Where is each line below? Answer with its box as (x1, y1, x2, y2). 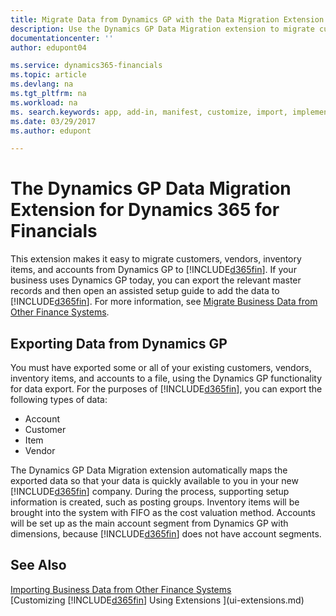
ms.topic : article (10, 70, 87, 80)
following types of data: (10, 394, 108, 405)
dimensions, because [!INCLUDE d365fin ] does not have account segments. (10, 528, 322, 540)
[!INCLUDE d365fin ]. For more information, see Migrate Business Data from (10, 296, 318, 308)
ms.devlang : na (10, 79, 74, 90)
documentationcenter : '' (10, 33, 114, 43)
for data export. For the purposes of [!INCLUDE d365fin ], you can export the (10, 383, 323, 395)
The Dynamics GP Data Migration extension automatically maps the (10, 464, 288, 476)
